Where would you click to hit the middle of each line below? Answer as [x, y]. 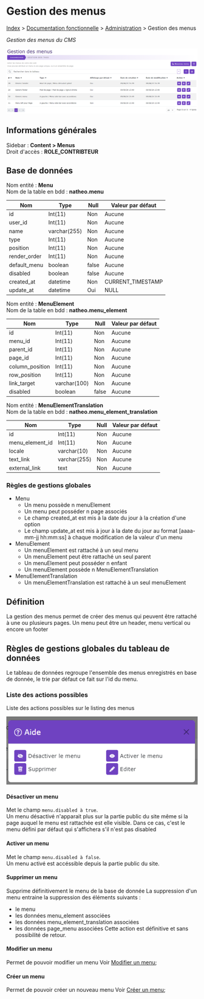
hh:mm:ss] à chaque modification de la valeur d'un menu [111, 537]
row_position [25, 375]
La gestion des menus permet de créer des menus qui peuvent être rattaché [102, 616]
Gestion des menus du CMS [41, 40]
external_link [25, 468]
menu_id [19, 341]
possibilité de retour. [41, 935]
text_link [19, 459]
